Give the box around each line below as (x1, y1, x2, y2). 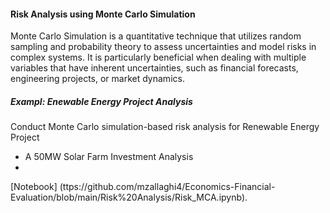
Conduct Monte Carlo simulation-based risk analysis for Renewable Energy (10, 121, 320, 133)
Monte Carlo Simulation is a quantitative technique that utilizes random (10, 30, 302, 42)
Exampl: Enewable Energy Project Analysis (10, 95, 193, 107)
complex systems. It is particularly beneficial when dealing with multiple (10, 51, 307, 64)
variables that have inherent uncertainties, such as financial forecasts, (10, 62, 299, 74)
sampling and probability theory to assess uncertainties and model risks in (10, 41, 317, 53)
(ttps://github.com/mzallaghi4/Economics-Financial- (59, 181, 276, 193)
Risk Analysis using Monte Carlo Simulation (10, 8, 196, 20)
